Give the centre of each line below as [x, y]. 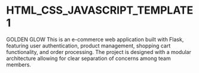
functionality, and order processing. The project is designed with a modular [99, 52]
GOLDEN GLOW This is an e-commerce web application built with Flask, [95, 39]
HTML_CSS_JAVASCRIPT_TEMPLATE [100, 10]
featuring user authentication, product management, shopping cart [88, 46]
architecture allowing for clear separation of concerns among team [89, 58]
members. [19, 64]
